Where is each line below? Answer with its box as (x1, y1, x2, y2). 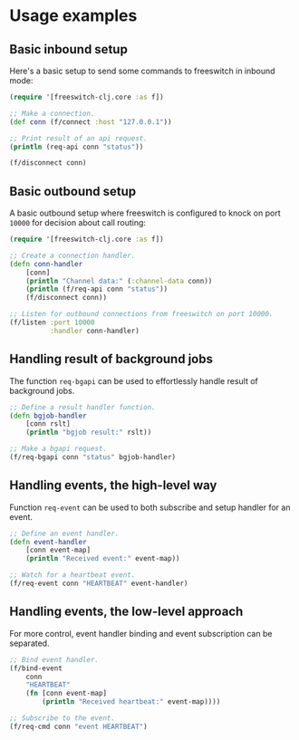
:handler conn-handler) (49, 326, 140, 335)
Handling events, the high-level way (9, 477, 217, 494)
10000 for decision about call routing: (9, 217, 147, 228)
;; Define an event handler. (9, 529, 120, 538)
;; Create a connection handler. (9, 251, 136, 260)
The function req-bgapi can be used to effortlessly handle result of (9, 375, 258, 386)
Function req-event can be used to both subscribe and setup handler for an (9, 502, 291, 513)
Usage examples (9, 5, 138, 26)
